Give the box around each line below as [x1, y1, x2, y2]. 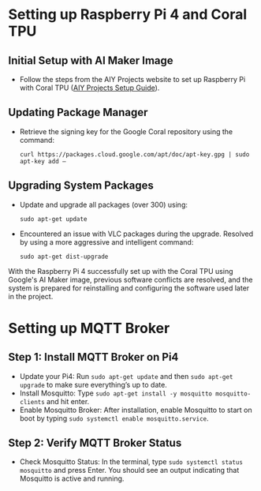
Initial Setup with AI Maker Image [8, 54, 173, 67]
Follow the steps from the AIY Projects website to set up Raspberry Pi [19, 75, 246, 84]
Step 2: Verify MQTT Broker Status [8, 437, 182, 450]
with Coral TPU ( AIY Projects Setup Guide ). [19, 83, 160, 92]
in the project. [8, 291, 54, 301]
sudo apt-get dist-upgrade [19, 253, 109, 260]
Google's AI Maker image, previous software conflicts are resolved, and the [8, 275, 253, 284]
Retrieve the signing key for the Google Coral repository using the [19, 126, 233, 136]
